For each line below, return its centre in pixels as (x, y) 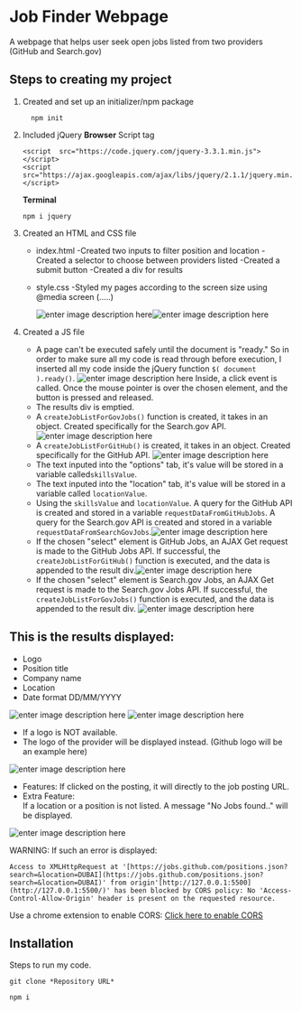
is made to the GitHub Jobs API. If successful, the (128, 551)
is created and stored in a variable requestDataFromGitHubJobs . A (155, 512)
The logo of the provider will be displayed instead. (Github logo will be (152, 742)
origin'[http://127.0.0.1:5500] (191, 883)
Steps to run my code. (50, 965)
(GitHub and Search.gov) (55, 51)
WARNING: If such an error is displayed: (83, 850)
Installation (41, 943)
